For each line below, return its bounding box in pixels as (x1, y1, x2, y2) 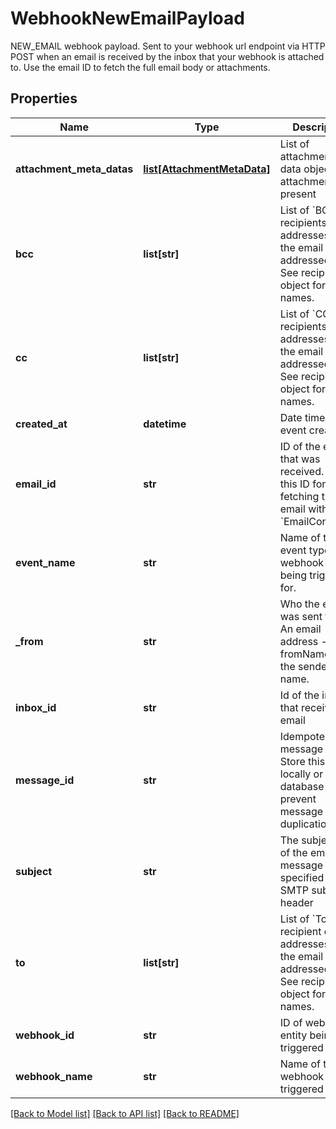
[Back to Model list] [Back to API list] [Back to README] (10, 1107, 240, 1119)
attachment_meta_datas (15, 162, 134, 176)
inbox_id (15, 700, 57, 714)
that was (279, 452, 321, 466)
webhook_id (15, 1028, 75, 1042)
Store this (279, 754, 326, 768)
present (279, 187, 317, 201)
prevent (279, 792, 317, 806)
